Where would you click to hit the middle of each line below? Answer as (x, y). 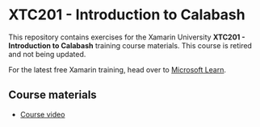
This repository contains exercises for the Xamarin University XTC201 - (127, 37)
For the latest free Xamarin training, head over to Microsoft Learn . (117, 69)
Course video (42, 114)
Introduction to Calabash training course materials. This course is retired (130, 45)
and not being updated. (47, 54)
